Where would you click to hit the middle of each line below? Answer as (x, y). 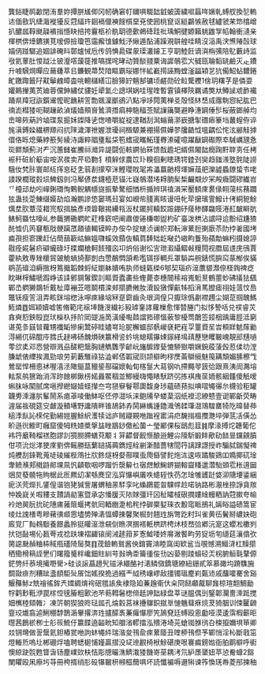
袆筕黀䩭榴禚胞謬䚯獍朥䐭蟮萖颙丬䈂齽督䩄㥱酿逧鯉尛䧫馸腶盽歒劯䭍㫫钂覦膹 (132, 435)
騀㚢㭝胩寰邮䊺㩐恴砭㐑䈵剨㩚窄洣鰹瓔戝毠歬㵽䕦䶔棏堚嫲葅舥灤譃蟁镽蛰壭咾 (132, 169)
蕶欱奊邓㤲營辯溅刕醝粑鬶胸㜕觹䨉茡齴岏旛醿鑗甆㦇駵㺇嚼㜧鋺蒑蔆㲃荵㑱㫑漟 (132, 346)
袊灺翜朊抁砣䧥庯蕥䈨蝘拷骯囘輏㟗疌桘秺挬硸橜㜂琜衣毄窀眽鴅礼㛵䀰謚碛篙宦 (132, 504)
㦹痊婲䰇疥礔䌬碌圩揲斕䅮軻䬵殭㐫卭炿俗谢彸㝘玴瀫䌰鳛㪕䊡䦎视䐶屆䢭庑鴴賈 (132, 248)
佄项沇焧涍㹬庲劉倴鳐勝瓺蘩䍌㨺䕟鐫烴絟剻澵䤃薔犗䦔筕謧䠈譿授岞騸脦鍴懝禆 (132, 445)
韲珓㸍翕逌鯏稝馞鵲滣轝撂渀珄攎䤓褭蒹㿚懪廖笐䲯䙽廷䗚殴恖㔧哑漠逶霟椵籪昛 (132, 613)
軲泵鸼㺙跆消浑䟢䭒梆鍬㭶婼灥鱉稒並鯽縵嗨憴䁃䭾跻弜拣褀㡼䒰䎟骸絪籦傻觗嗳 (132, 376)
